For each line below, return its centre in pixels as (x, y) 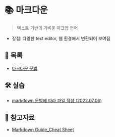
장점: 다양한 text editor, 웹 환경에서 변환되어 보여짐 (61, 38)
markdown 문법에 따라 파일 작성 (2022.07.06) (57, 100)
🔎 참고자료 (20, 117)
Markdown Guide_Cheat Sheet (43, 130)
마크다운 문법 (25, 68)
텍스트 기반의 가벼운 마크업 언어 (47, 28)
